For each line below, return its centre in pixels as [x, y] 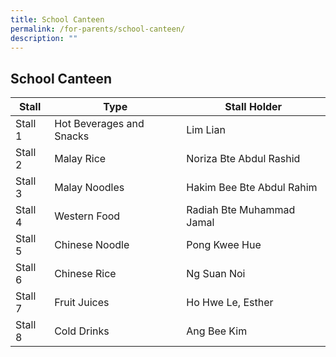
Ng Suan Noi [216, 274]
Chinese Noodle [92, 245]
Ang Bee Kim [217, 331]
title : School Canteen [57, 19]
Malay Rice [80, 159]
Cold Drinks [82, 331]
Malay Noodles [89, 188]
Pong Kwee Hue [224, 245]
